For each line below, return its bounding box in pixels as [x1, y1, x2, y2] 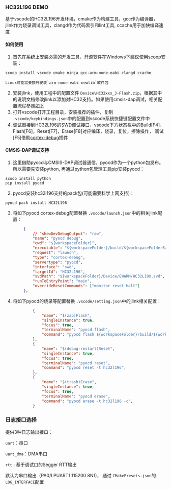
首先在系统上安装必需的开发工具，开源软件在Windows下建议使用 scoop [12, 54, 161, 60]
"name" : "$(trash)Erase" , [41, 380, 97, 385]
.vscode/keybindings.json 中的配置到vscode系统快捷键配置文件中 [12, 115, 150, 121]
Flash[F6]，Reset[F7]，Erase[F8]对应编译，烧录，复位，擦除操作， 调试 [12, 128, 164, 134]
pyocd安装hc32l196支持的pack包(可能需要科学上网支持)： [12, 190, 135, 196]
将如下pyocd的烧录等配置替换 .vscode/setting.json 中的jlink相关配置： [12, 298, 161, 304]
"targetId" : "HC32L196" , [32, 269, 85, 274]
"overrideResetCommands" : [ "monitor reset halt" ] [32, 284, 140, 289]
